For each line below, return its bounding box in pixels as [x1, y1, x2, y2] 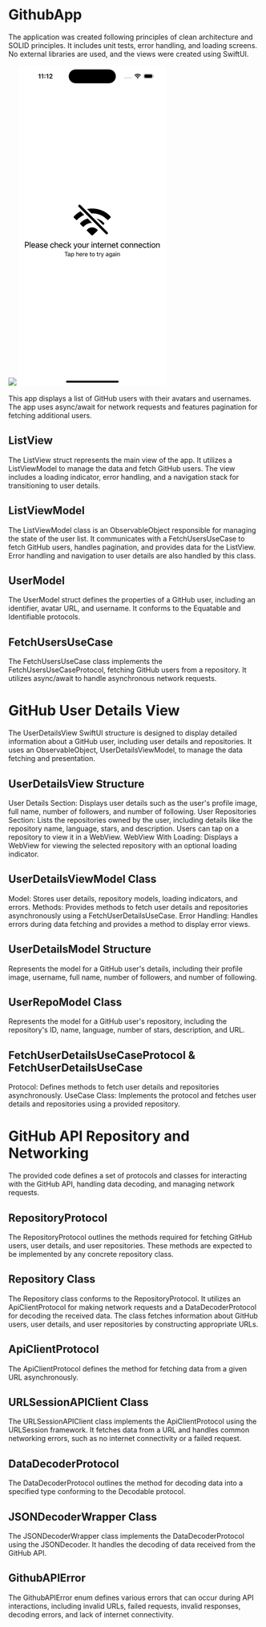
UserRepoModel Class [8, 995, 123, 1009]
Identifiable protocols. [8, 612, 81, 622]
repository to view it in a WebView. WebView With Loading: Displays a [8, 832, 239, 842]
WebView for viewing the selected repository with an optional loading [8, 840, 238, 850]
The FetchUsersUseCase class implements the [8, 657, 163, 667]
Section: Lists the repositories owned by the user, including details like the [8, 815, 253, 824]
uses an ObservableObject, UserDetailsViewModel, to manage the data [8, 745, 243, 755]
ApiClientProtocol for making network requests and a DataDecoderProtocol [8, 1302, 257, 1311]
